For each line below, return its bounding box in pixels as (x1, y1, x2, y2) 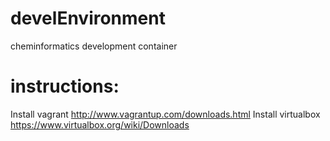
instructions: (10, 75, 120, 98)
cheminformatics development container (10, 40, 178, 52)
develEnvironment (10, 7, 166, 30)
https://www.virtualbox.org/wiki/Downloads (10, 118, 190, 131)
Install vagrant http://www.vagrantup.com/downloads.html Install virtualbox (10, 108, 321, 120)
